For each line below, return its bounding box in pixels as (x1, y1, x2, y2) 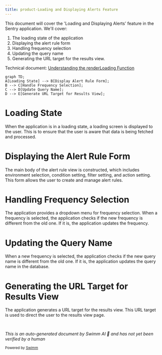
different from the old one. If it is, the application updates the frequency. (5, 220, 149, 226)
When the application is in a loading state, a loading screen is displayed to (5, 123, 153, 129)
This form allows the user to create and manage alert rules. (5, 177, 123, 183)
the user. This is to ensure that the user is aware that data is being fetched (5, 129, 154, 134)
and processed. (5, 134, 36, 140)
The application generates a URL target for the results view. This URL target (5, 307, 156, 313)
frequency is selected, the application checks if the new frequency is (5, 215, 143, 221)
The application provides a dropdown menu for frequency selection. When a (5, 210, 158, 216)
